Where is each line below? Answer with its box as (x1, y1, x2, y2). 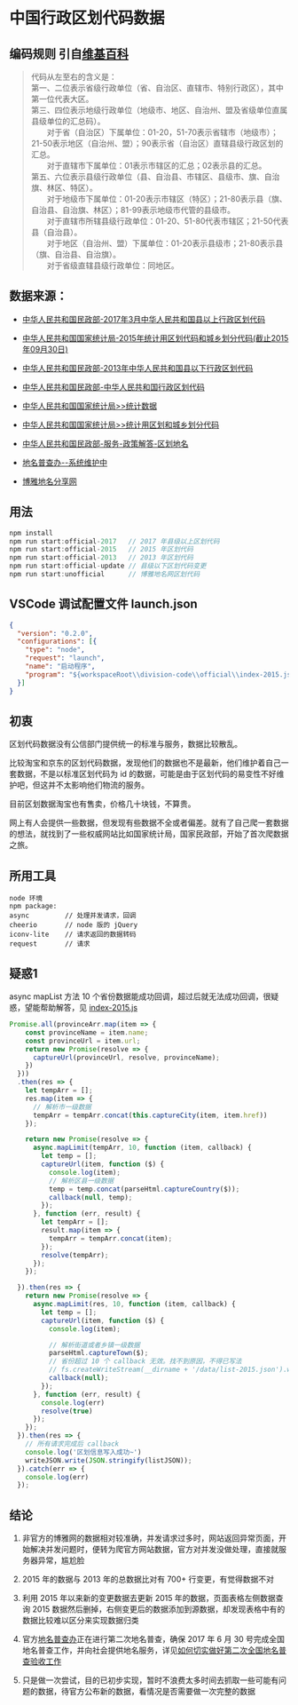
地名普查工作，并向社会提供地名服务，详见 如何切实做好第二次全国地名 (21, 1645, 279, 1656)
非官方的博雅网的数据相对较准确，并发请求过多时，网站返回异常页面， (21, 1533, 279, 1543)
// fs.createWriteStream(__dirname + (48, 1365, 189, 1375)
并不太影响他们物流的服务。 (47, 780, 149, 790)
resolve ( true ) (41, 1407, 93, 1416)
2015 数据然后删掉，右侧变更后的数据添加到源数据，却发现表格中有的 (32, 1604, 286, 1614)
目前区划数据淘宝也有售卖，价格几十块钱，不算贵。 (9, 798, 196, 809)
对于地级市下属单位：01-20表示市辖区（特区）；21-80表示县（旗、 (46, 194, 287, 204)
